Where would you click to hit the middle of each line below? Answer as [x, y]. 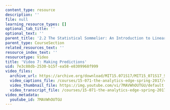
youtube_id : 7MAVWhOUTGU [36, 99]
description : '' [22, 15]
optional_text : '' [25, 33]
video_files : [19, 71]
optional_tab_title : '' [30, 29]
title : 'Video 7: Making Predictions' [46, 62]
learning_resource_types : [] [36, 24]
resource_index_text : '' [31, 52]
